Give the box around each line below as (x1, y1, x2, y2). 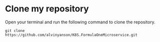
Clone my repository (5, 3, 89, 14)
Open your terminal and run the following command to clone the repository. (5, 19, 156, 25)
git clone (5, 28, 25, 33)
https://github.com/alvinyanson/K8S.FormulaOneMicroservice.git (5, 32, 138, 37)
